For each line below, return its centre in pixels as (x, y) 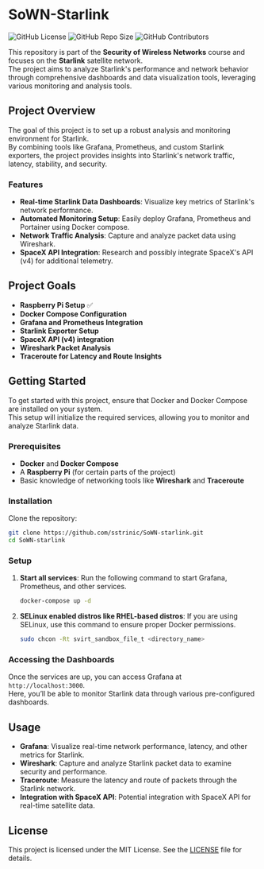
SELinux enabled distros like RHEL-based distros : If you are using (128, 616)
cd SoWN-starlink (37, 541)
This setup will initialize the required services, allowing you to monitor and (129, 417)
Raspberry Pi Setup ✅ (56, 305)
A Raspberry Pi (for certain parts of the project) (98, 471)
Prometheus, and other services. (73, 587)
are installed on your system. (55, 409)
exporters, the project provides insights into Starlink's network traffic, (122, 155)
